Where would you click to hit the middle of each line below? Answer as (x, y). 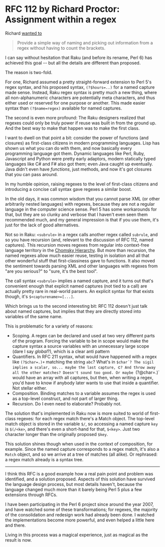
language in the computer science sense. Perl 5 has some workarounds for (81, 209)
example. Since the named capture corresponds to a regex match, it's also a (82, 449)
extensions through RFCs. (31, 495)
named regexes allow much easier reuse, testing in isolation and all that (77, 255)
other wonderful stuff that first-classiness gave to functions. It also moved (80, 260)
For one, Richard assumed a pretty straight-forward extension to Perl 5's (78, 82)
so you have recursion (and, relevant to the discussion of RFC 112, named (79, 240)
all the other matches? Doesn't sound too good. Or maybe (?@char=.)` (86, 372)
